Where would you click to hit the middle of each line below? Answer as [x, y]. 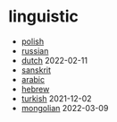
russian [35, 50]
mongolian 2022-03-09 [65, 108]
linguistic [44, 17]
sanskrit [36, 70]
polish [33, 41]
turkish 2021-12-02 [56, 98]
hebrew [35, 89]
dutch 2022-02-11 [54, 60]
